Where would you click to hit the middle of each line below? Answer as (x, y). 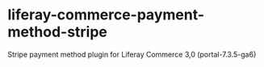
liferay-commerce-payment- (106, 15)
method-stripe (58, 32)
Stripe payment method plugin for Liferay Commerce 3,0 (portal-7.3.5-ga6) (132, 54)
